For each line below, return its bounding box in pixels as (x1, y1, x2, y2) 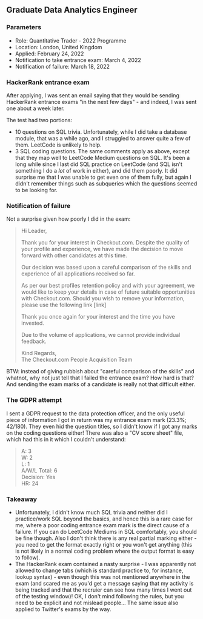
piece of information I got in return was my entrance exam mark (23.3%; (6, 416, 187, 423)
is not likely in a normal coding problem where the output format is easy (15, 547, 195, 555)
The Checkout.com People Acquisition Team (21, 356, 133, 364)
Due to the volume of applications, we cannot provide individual (21, 331, 181, 339)
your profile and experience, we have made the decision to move (21, 246, 184, 253)
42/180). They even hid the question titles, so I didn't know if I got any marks (6, 423, 198, 430)
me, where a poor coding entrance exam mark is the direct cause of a (15, 521, 190, 528)
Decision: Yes (21, 473, 56, 480)
